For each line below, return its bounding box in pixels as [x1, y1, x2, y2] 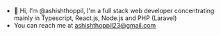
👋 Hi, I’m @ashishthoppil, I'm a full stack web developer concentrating [13, 7, 215, 15]
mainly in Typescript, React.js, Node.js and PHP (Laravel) [13, 14, 177, 22]
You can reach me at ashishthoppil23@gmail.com [13, 21, 156, 29]
